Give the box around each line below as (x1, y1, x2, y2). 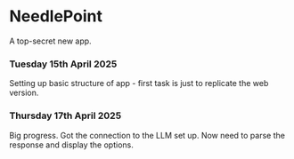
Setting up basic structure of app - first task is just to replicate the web (9, 78, 269, 89)
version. (9, 87, 39, 99)
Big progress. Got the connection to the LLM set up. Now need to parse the (9, 130, 285, 140)
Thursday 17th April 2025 (9, 109, 122, 122)
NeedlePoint (9, 6, 102, 27)
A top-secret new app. (9, 36, 92, 46)
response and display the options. (9, 139, 134, 150)
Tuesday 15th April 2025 (9, 58, 118, 70)
